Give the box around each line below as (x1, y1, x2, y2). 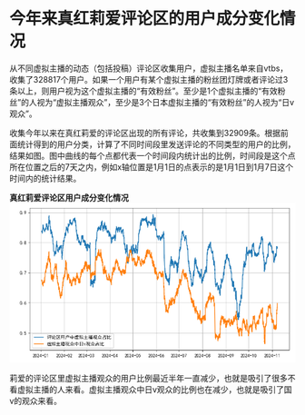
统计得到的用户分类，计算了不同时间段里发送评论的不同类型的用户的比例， (16, 138, 296, 150)
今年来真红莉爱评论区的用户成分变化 (9, 8, 280, 29)
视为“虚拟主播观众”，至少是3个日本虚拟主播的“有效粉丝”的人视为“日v (36, 96, 295, 107)
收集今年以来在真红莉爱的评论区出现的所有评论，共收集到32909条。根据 (9, 127, 281, 138)
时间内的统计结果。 (9, 173, 82, 183)
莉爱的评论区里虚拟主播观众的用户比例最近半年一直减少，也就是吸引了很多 (9, 372, 288, 383)
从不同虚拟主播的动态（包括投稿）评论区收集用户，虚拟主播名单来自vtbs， (9, 63, 289, 74)
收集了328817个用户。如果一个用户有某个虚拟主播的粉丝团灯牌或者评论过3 (9, 74, 289, 84)
